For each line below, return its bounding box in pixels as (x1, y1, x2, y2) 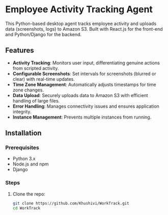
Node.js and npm (12, 161, 49, 167)
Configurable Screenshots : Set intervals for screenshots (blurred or (12, 70, 156, 77)
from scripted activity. (12, 65, 59, 71)
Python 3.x (12, 156, 36, 162)
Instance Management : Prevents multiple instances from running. (12, 114, 152, 120)
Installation (5, 129, 42, 137)
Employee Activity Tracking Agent (5, 4, 153, 15)
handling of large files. (12, 98, 60, 104)
